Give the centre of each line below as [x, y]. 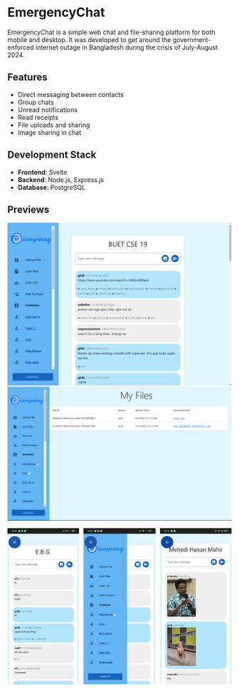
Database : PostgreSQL [52, 187]
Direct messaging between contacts [71, 94]
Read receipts [38, 117]
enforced [21, 47]
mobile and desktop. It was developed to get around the [89, 39]
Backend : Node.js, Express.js [61, 180]
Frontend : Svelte [42, 172]
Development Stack [52, 155]
